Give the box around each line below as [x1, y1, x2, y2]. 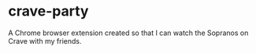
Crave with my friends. [8, 36, 82, 45]
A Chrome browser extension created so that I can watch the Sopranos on [8, 28, 249, 37]
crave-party [8, 2, 89, 20]
